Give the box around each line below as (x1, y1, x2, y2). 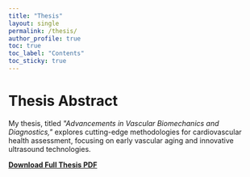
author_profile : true (8, 34, 81, 43)
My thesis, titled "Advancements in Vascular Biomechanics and (8, 118, 219, 128)
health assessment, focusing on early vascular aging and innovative (8, 135, 234, 145)
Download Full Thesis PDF (8, 159, 98, 170)
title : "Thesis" (8, 11, 63, 20)
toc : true (8, 42, 42, 50)
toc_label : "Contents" (8, 49, 85, 57)
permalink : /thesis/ (8, 27, 78, 35)
